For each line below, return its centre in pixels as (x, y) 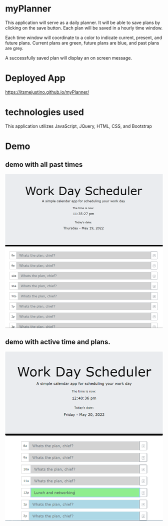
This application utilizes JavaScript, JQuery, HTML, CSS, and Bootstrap (79, 126)
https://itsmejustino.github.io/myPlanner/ (47, 92)
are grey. (14, 48)
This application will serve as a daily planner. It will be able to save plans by (83, 23)
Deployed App (35, 78)
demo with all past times (44, 165)
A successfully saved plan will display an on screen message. (69, 58)
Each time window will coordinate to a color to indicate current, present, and (84, 38)
